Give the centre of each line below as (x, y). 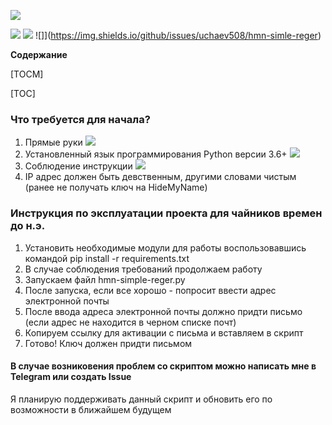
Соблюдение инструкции (78, 166)
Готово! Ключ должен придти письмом (108, 343)
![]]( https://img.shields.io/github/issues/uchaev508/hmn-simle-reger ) (178, 35)
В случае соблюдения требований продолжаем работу (143, 269)
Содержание (39, 54)
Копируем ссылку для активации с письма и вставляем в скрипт (164, 332)
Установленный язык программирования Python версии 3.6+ (156, 154)
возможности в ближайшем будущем (91, 409)
